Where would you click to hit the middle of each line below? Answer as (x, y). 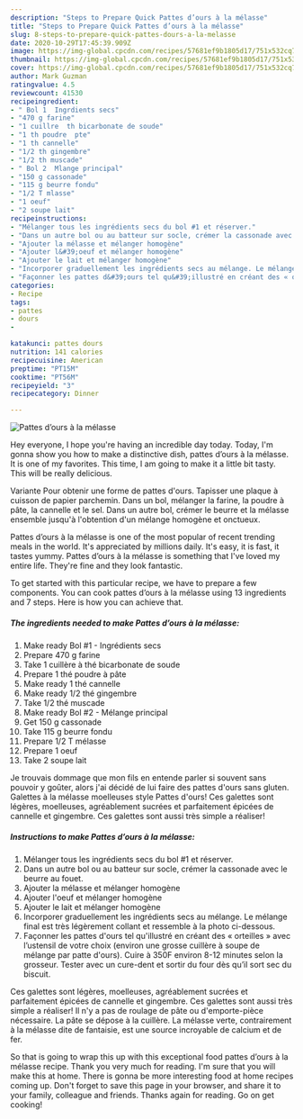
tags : (20, 302)
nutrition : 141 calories (57, 352)
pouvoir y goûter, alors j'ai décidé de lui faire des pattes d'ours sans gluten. (150, 788)
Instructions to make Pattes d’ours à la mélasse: (103, 836)
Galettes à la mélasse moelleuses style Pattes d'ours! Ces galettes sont (142, 797)
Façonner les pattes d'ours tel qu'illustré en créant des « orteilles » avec (157, 936)
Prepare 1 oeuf (50, 751)
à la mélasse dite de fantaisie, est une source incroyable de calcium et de (146, 1030)
